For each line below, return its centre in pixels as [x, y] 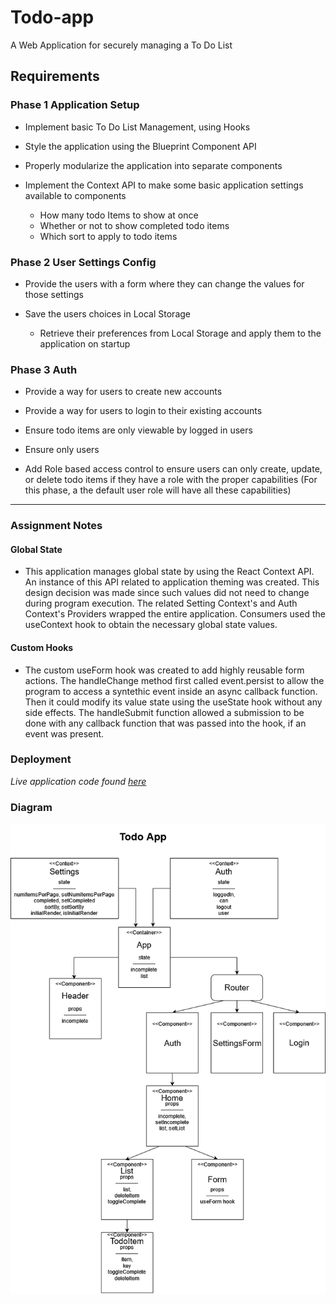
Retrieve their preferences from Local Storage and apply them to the [180, 333]
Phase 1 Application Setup [75, 105]
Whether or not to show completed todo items [134, 225]
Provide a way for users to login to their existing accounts [143, 411]
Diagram [31, 807]
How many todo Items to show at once [119, 215]
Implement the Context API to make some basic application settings [164, 185]
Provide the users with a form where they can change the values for [164, 283]
